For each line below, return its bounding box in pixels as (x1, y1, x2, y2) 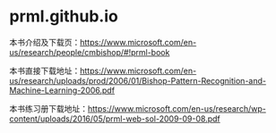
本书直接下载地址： (9, 65, 81, 76)
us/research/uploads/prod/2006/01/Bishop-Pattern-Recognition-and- (9, 75, 267, 86)
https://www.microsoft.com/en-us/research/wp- (88, 103, 266, 113)
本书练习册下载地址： (9, 103, 88, 113)
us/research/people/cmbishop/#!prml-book (9, 46, 170, 57)
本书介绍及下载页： (9, 37, 81, 47)
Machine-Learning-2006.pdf (9, 85, 115, 96)
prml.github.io (9, 6, 118, 27)
